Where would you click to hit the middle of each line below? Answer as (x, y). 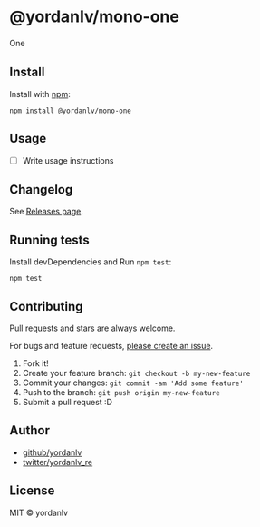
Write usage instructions (68, 160)
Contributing (46, 306)
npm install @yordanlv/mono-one (70, 111)
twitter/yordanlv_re (58, 462)
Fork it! (36, 363)
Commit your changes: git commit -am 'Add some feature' (133, 383)
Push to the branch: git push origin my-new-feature (121, 393)
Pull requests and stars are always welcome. (92, 328)
